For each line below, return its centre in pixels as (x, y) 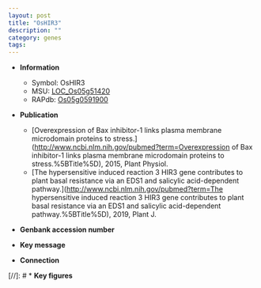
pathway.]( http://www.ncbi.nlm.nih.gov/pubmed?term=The (127, 189)
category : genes (35, 38)
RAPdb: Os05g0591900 (70, 100)
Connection (39, 260)
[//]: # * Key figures (40, 276)
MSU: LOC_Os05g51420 (71, 91)
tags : (17, 45)
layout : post (30, 15)
